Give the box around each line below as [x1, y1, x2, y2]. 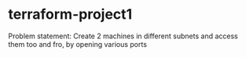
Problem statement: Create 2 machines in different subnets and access [8, 31, 238, 41]
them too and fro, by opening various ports [8, 39, 148, 48]
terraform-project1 [8, 5, 133, 23]
